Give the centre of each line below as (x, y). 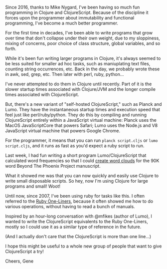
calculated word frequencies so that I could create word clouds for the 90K (82, 161)
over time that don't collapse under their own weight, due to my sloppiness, (83, 38)
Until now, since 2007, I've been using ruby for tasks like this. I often (75, 196)
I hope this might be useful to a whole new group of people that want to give (83, 246)
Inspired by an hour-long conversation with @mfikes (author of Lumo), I (79, 216)
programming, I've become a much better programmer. (62, 23)
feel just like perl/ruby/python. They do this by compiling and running (76, 115)
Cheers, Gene (19, 261)
